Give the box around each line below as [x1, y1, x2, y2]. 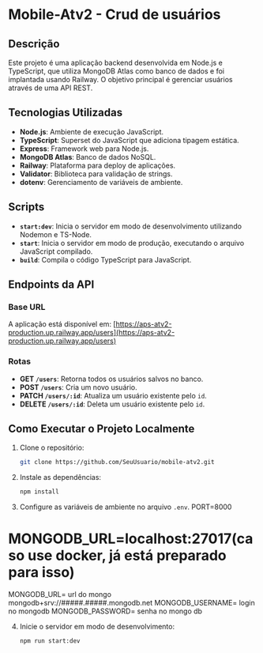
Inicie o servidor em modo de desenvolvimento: [19, 622, 175, 632]
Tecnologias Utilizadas [8, 106, 123, 119]
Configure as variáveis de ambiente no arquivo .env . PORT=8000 [19, 502, 232, 511]
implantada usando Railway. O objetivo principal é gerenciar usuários [8, 75, 233, 84]
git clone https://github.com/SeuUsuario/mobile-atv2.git [19, 459, 215, 466]
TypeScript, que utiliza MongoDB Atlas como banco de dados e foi [8, 66, 225, 76]
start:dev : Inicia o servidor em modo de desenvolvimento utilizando [19, 221, 242, 231]
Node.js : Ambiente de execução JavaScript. [19, 126, 164, 136]
